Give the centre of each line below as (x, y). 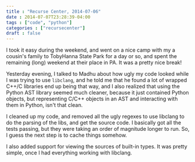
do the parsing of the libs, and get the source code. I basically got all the (94, 123)
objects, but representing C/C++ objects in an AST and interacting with (92, 99)
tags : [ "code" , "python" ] (39, 22)
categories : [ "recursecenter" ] (46, 28)
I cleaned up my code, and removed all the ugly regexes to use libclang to (95, 117)
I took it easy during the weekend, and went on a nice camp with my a (91, 50)
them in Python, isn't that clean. (45, 105)
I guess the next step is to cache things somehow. (67, 135)
